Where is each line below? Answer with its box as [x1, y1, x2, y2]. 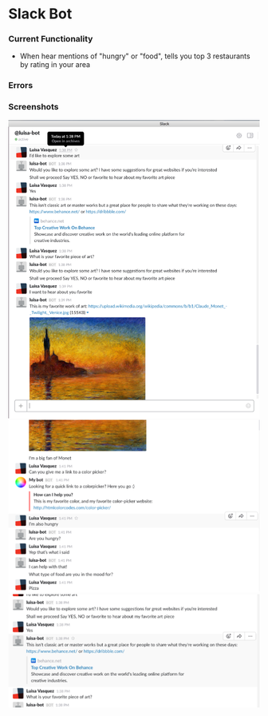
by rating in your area [19, 60, 90, 70]
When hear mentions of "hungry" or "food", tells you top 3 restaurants [19, 51, 250, 61]
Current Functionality [8, 34, 93, 45]
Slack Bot [8, 5, 73, 23]
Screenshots [8, 101, 59, 113]
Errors [8, 80, 33, 91]
